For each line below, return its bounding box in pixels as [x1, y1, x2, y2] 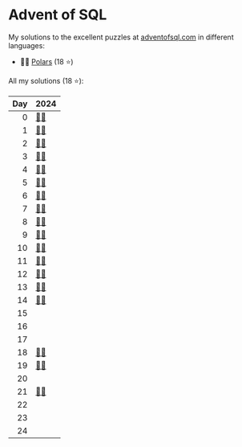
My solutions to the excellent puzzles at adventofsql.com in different [8, 32, 234, 42]
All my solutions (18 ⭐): [8, 76, 84, 85]
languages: [8, 40, 46, 50]
